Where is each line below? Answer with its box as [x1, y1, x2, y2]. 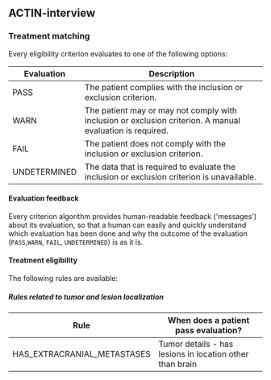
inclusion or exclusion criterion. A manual [84, 114, 240, 126]
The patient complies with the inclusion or [84, 81, 244, 93]
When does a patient [168, 315, 250, 326]
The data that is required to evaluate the [84, 161, 236, 172]
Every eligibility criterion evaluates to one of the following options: [8, 48, 228, 59]
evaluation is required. [84, 125, 169, 136]
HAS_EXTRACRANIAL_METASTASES [12, 349, 151, 360]
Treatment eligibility [8, 255, 78, 265]
